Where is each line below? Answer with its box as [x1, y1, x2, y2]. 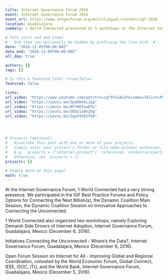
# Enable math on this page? [5, 168, 66, 173]
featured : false [5, 81, 39, 86]
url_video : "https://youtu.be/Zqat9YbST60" [5, 113, 97, 118]
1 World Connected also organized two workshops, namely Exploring [5, 218, 147, 224]
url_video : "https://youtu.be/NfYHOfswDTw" [5, 104, 97, 109]
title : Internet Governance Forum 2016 [5, 7, 88, 13]
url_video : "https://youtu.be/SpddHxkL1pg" [5, 99, 97, 104]
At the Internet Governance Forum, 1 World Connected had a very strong [5, 187, 154, 193]
